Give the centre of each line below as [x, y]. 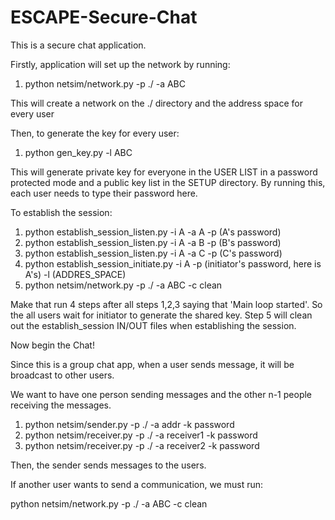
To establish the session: [61, 212]
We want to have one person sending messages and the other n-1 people [161, 394]
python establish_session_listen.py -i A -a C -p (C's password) [153, 253]
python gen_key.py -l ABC [78, 152]
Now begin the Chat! [52, 345]
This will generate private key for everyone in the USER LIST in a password [164, 172]
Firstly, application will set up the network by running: [120, 64]
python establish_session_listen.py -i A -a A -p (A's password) [153, 232]
